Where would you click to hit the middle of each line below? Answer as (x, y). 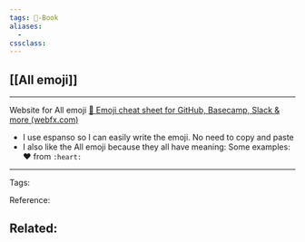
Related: (34, 229)
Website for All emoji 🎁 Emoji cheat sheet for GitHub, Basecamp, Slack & (145, 111)
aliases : (26, 26)
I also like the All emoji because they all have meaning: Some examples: (156, 147)
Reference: (30, 200)
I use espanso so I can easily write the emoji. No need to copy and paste (158, 138)
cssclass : (28, 43)
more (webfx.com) (44, 120)
